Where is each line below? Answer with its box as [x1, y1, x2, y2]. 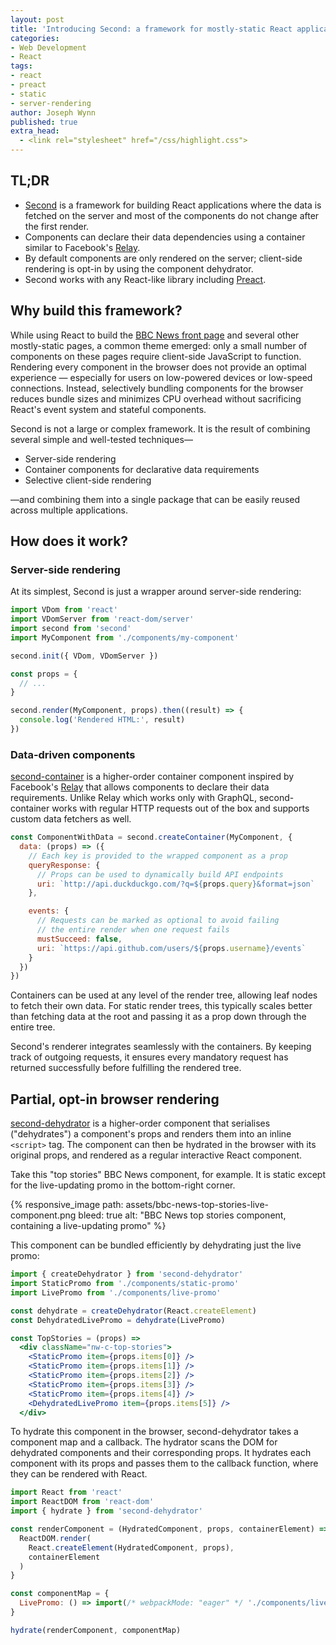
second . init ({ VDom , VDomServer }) [10, 651, 159, 661]
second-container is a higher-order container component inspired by [10, 771, 295, 783]
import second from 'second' [10, 624, 132, 634]
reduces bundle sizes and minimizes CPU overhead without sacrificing [10, 392, 302, 405]
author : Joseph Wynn [10, 107, 97, 118]
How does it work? [10, 533, 129, 550]
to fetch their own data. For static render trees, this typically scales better [10, 1000, 313, 1012]
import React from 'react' [10, 1487, 123, 1498]
